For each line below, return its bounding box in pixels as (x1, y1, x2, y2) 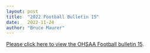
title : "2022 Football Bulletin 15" (6, 14, 100, 20)
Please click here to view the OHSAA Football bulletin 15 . (6, 41, 144, 48)
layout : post (6, 8, 39, 15)
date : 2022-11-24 (6, 19, 55, 25)
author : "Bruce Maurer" (6, 24, 65, 31)
